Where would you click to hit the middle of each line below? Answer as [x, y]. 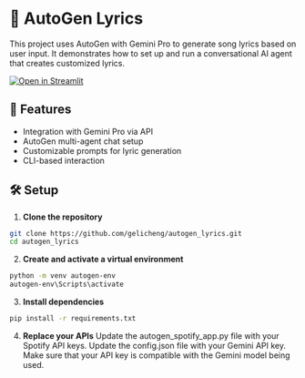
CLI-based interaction [63, 160]
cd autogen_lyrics [44, 242]
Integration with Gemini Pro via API [87, 131]
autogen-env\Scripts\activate [67, 285]
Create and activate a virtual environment [103, 260]
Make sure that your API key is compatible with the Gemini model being [156, 355]
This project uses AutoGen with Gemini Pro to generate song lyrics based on [153, 44]
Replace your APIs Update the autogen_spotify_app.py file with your [151, 335]
